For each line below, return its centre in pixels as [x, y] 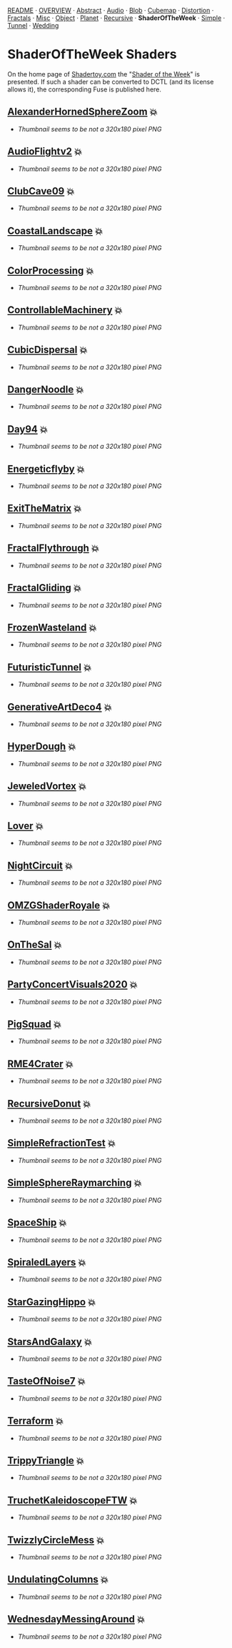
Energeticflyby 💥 [46, 468]
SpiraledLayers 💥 [47, 1262]
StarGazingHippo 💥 [52, 1302]
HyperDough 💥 [42, 746]
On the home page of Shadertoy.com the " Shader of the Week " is [104, 74]
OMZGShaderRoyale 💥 [59, 905]
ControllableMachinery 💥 [65, 310]
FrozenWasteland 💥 [52, 627]
